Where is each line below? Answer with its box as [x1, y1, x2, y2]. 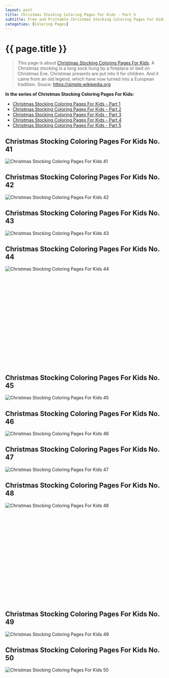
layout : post [5, 7, 33, 13]
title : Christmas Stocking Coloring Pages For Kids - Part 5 [5, 12, 136, 17]
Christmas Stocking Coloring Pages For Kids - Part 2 [12, 107, 122, 113]
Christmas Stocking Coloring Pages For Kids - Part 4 [12, 117, 122, 123]
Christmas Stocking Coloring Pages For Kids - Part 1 [12, 101, 121, 107]
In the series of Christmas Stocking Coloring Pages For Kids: [5, 91, 134, 97]
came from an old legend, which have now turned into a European [17, 76, 154, 82]
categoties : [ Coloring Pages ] [5, 21, 69, 27]
